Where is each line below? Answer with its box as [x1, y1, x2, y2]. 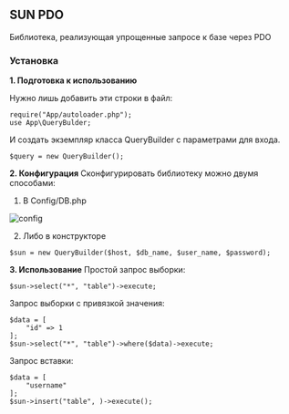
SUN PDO [9, 7, 65, 23]
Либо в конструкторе [22, 231, 107, 242]
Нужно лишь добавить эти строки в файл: [9, 93, 173, 104]
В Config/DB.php [22, 195, 87, 206]
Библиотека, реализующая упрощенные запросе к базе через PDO [9, 31, 272, 42]
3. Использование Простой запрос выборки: [9, 264, 186, 275]
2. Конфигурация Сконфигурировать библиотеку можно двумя [9, 168, 259, 179]
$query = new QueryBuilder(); [9, 152, 125, 161]
